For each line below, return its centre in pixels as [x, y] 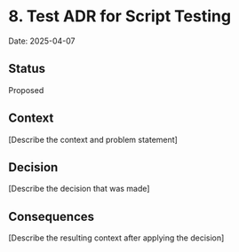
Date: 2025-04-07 [42, 41]
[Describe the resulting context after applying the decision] [116, 238]
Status [27, 69]
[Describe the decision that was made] [79, 189]
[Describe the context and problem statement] [93, 139]
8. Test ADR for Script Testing [120, 16]
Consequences [52, 216]
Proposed [26, 90]
